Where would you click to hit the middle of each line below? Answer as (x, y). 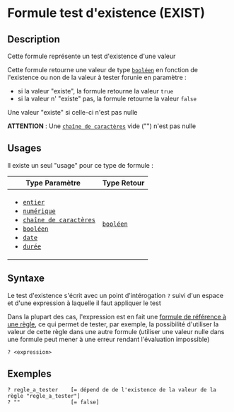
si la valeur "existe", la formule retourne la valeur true (95, 91)
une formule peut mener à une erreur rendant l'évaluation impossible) (109, 339)
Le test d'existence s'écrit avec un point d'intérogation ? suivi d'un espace (116, 295)
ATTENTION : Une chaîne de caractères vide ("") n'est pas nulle (102, 126)
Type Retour (123, 183)
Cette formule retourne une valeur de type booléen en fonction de (103, 70)
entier (34, 202)
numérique (39, 211)
